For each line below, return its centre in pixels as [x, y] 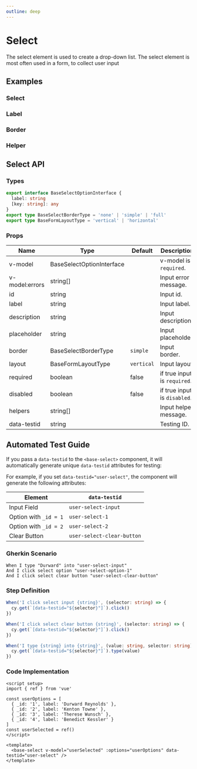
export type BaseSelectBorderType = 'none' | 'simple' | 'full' [86, 215]
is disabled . [176, 398]
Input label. [175, 304]
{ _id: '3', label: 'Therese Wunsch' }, [61, 714]
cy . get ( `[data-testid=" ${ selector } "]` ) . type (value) [76, 651]
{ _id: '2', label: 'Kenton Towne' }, [59, 709]
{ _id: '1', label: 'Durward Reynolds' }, [64, 704]
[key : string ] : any [35, 204]
